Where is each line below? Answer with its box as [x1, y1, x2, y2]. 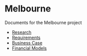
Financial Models [11, 45, 47, 51]
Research [11, 29, 32, 35]
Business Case [11, 39, 43, 45]
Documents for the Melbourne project [4, 19, 83, 25]
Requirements [11, 34, 41, 40]
